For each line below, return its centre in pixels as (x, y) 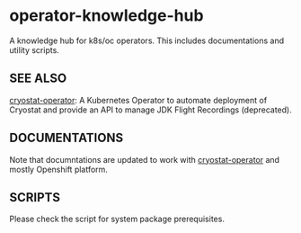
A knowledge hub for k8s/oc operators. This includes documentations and (147, 40)
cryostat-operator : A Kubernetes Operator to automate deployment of (138, 100)
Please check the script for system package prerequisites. (117, 219)
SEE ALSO (38, 79)
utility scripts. (35, 49)
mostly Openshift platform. (58, 169)
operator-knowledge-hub (106, 16)
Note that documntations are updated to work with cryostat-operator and (145, 159)
